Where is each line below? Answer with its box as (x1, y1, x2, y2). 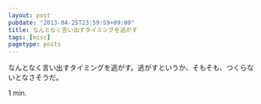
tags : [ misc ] (8, 33, 51, 41)
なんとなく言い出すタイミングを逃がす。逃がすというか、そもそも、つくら (8, 63, 248, 73)
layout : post (8, 11, 51, 20)
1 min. (8, 88, 27, 98)
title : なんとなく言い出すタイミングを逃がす (8, 26, 138, 34)
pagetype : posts (8, 41, 61, 48)
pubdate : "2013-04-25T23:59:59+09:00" (8, 19, 135, 27)
